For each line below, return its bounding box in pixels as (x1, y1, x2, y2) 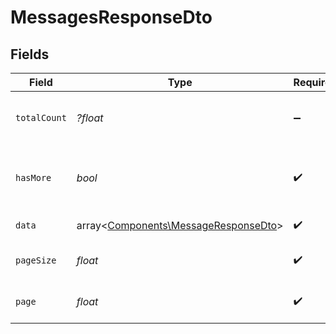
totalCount (15, 112, 67, 123)
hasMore (15, 172, 52, 183)
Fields (10, 46, 50, 63)
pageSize (15, 255, 57, 266)
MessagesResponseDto (10, 6, 213, 29)
